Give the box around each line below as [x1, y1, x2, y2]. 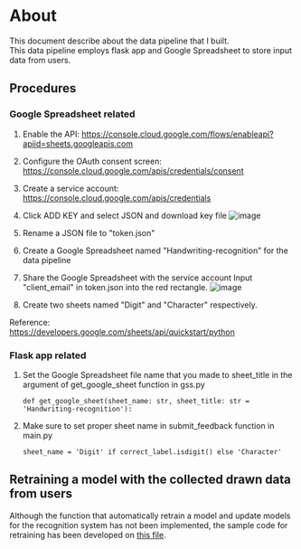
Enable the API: [22, 128, 80, 139]
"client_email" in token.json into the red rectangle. [22, 281, 208, 292]
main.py [22, 430, 52, 440]
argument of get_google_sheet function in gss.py [22, 379, 205, 390]
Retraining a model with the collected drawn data [9, 472, 291, 487]
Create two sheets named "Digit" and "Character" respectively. [22, 299, 258, 310]
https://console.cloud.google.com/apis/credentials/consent [22, 165, 244, 176]
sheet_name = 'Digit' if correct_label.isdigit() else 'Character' [22, 447, 282, 457]
